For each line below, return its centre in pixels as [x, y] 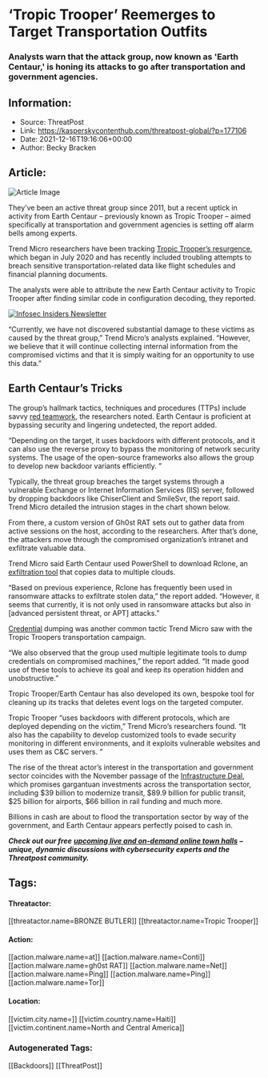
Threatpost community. [49, 858]
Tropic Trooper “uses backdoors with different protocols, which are [119, 718]
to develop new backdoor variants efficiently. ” [85, 465]
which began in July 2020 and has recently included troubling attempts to [130, 257]
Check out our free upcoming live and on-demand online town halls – [126, 841]
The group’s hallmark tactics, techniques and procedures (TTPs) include [127, 408]
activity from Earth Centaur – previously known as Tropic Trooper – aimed [130, 216]
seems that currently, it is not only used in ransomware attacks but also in [130, 604]
